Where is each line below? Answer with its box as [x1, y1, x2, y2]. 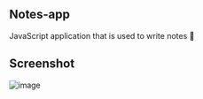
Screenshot [9, 57, 75, 72]
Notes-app [9, 7, 71, 22]
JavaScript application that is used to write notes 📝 [9, 30, 195, 41]
